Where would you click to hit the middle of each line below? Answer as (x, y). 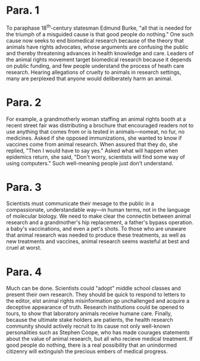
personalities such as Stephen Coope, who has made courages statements (98, 332)
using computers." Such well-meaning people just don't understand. (90, 163)
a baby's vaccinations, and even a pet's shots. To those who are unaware (96, 229)
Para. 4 (24, 272)
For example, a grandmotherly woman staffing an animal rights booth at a (96, 119)
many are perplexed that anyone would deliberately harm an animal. (89, 79)
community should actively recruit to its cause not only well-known (88, 326)
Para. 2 (24, 102)
